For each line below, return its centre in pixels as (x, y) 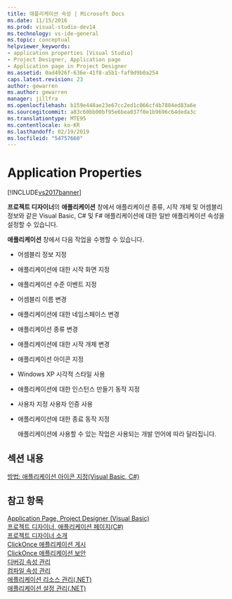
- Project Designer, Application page (64, 60)
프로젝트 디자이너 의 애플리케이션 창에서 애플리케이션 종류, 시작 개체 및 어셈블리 (115, 207)
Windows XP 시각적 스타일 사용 (61, 374)
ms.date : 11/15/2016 (38, 20)
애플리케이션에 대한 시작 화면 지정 (64, 270)
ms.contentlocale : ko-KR (44, 125)
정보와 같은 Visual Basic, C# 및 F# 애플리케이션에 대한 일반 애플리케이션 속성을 (116, 216)
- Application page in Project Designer (67, 66)
